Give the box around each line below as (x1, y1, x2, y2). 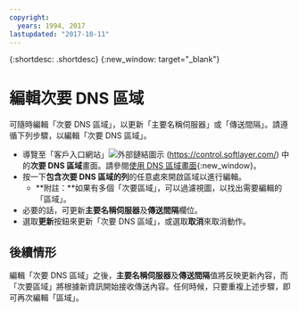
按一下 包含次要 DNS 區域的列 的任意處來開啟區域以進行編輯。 (21, 171, 247, 183)
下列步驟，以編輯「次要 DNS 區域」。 (16, 130, 152, 141)
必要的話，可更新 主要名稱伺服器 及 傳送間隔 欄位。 (21, 205, 203, 216)
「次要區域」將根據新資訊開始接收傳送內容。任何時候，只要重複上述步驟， (9, 282, 283, 292)
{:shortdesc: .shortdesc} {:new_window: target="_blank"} (9, 54, 220, 65)
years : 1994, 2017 (17, 21, 87, 30)
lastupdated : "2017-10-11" (9, 29, 110, 38)
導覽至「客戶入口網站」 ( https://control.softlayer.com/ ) (21, 149, 279, 160)
